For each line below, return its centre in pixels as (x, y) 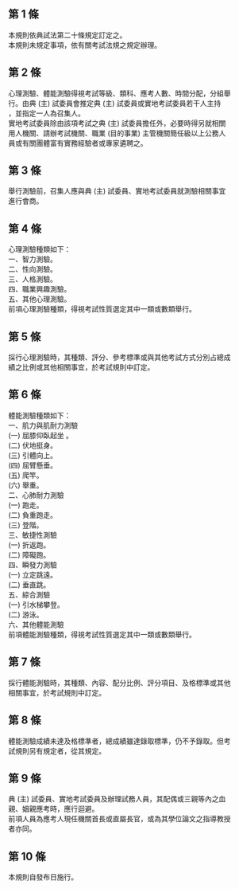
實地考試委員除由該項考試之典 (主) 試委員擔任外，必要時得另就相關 (117, 123)
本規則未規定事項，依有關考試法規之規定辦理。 (85, 45)
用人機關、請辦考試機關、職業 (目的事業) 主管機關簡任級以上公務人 (117, 133)
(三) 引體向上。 (33, 455)
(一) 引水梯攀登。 (37, 605)
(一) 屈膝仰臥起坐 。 (41, 435)
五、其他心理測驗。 (40, 299)
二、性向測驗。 (33, 269)
